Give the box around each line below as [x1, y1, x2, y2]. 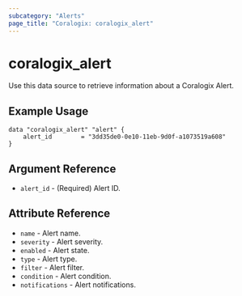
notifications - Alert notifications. [19, 280, 136, 290]
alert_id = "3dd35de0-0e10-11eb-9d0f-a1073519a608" [23, 133, 227, 142]
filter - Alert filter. [19, 262, 85, 272]
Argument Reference [8, 162, 117, 175]
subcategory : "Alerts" [8, 11, 85, 20]
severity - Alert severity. [19, 236, 104, 247]
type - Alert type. [19, 254, 78, 264]
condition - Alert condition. [19, 271, 112, 281]
